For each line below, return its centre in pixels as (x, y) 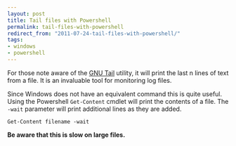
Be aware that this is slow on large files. (66, 135)
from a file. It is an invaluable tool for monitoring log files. (90, 80)
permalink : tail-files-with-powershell (66, 27)
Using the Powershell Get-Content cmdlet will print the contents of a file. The (118, 101)
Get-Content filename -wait (48, 121)
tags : (15, 40)
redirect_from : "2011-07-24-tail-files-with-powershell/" (94, 33)
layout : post (26, 14)
